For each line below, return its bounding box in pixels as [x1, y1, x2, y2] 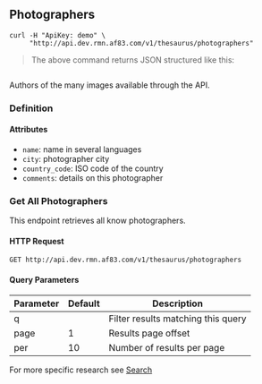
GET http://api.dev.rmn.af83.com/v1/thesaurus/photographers [9, 255, 242, 265]
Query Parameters [9, 275, 80, 286]
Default [67, 297, 100, 310]
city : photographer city [21, 153, 110, 164]
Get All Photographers [9, 194, 108, 207]
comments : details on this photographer [21, 172, 164, 183]
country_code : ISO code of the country [21, 163, 164, 174]
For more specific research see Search [9, 364, 153, 375]
